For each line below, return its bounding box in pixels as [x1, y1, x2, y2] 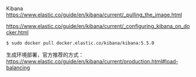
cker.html [6, 29, 29, 36]
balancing [6, 64, 31, 71]
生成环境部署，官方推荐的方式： [6, 51, 84, 58]
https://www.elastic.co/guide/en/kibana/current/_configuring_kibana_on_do [6, 23, 190, 29]
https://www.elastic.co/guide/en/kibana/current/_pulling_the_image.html [6, 11, 182, 18]
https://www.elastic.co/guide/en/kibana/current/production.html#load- [6, 58, 179, 65]
